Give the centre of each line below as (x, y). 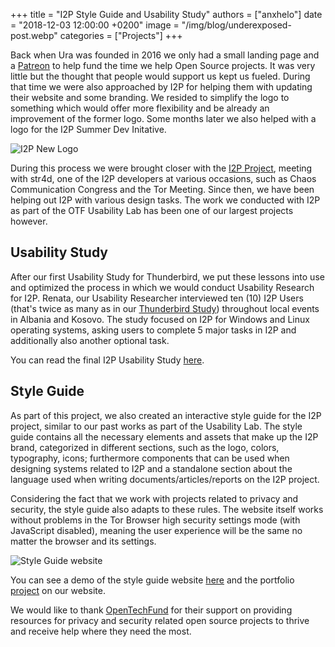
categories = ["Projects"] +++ (121, 35)
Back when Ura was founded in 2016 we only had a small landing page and (165, 55)
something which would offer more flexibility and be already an (140, 108)
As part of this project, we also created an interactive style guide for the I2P (166, 415)
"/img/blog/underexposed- (236, 25)
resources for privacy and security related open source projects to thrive (160, 620)
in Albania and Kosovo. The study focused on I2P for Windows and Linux (160, 319)
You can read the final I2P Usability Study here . (107, 360)
